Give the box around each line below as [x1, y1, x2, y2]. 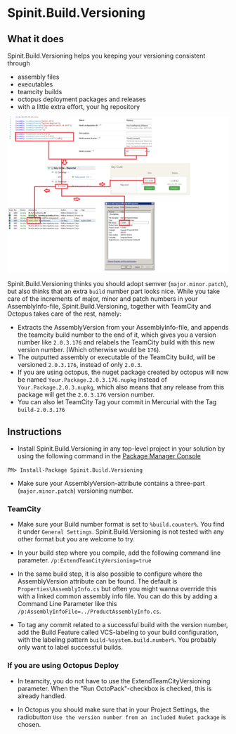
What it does [7, 33, 65, 45]
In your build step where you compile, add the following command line [17, 548, 221, 557]
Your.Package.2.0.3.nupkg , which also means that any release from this [17, 383, 225, 392]
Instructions [7, 425, 62, 437]
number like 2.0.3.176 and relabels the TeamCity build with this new [17, 338, 216, 347]
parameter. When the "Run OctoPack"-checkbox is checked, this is [17, 684, 212, 693]
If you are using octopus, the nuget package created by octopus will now [17, 368, 230, 377]
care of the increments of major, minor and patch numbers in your [7, 295, 198, 303]
